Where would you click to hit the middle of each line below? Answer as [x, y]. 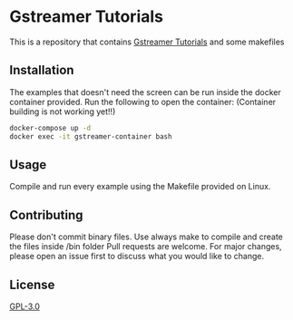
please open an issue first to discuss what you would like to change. [137, 257]
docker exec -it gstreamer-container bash [91, 136]
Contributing [46, 215]
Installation [42, 70]
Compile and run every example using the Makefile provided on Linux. [140, 187]
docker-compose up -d [50, 128]
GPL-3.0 [25, 306]
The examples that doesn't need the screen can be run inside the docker [145, 92]
